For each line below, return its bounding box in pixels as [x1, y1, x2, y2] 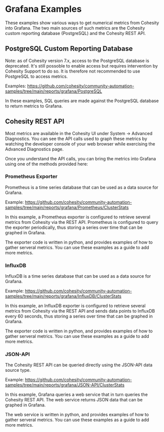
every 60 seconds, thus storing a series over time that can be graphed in [5, 313, 153, 319]
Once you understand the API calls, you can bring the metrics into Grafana [5, 155, 156, 161]
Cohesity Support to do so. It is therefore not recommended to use [5, 68, 140, 74]
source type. [5, 367, 31, 373]
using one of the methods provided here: [5, 161, 88, 167]
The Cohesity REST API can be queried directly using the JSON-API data [5, 362, 153, 368]
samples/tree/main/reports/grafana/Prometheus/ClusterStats [5, 204, 129, 210]
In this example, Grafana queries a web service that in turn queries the [5, 392, 148, 397]
